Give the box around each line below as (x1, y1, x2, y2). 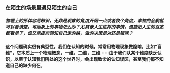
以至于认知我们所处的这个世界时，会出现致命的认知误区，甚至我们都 (14, 56, 155, 62)
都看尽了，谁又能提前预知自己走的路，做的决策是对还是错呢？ (5, 30, 133, 36)
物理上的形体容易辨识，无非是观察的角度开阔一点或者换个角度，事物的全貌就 (5, 17, 164, 23)
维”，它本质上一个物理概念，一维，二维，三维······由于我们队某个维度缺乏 (5, 50, 157, 56)
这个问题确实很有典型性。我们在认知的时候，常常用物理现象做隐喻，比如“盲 (5, 43, 162, 49)
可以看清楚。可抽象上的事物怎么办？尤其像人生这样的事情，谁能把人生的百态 (5, 24, 164, 30)
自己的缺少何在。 (9, 62, 45, 68)
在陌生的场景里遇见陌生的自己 (5, 4, 78, 11)
